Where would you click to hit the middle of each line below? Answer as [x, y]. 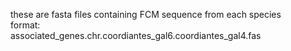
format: [25, 25]
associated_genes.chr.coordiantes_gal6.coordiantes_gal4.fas [136, 35]
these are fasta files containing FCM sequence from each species [146, 14]
